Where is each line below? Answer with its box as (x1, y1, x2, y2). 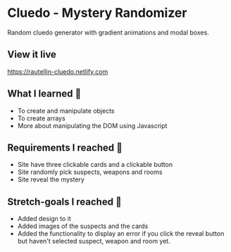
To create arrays (17, 114, 65, 122)
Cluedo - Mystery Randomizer (7, 5, 187, 21)
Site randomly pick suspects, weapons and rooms (17, 168, 163, 177)
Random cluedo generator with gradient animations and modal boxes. (7, 28, 209, 37)
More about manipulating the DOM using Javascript (17, 121, 168, 130)
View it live (7, 49, 56, 61)
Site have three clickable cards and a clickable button (17, 160, 173, 169)
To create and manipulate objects (17, 106, 115, 115)
